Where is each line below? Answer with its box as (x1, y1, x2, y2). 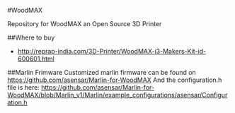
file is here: (7, 83, 40, 91)
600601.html (17, 54, 55, 63)
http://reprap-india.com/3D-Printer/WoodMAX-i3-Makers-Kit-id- (17, 47, 207, 55)
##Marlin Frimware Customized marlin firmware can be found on (7, 69, 196, 76)
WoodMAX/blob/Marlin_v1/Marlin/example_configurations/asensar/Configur (7, 91, 228, 99)
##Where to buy (7, 33, 55, 42)
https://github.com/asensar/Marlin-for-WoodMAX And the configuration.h (7, 76, 222, 84)
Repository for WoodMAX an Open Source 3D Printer (7, 20, 162, 28)
